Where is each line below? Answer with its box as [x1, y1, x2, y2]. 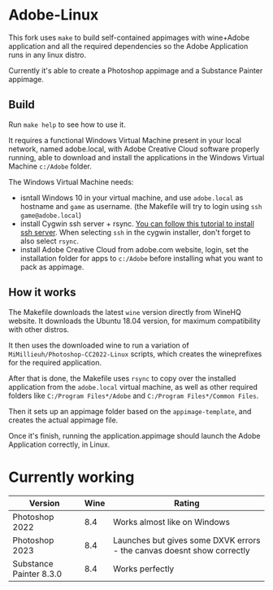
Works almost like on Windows [112, 516, 230, 527]
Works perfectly [112, 563, 175, 575]
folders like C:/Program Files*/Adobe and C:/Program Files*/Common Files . [8, 391, 259, 400]
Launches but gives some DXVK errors [112, 535, 261, 546]
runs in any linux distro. [8, 50, 87, 59]
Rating [174, 497, 200, 509]
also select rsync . [19, 236, 80, 246]
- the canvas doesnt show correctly [112, 544, 250, 556]
